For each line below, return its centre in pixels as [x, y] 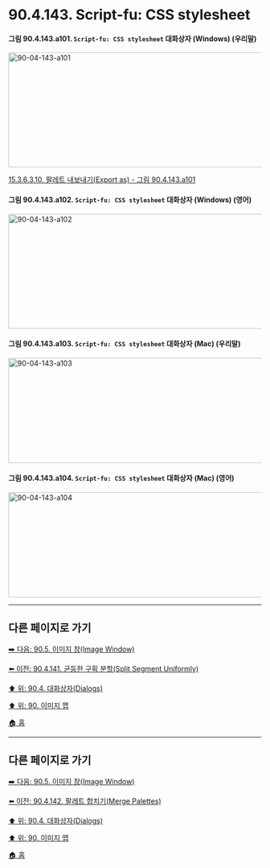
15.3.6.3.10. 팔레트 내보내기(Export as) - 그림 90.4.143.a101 [102, 180]
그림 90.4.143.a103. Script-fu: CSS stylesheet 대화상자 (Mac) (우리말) [125, 344]
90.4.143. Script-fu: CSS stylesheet [129, 15]
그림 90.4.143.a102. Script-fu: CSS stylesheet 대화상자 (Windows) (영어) [130, 200]
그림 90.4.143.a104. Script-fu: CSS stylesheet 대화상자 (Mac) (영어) [121, 478]
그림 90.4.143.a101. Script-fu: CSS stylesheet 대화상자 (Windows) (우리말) [133, 39]
